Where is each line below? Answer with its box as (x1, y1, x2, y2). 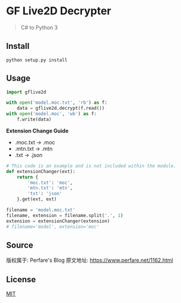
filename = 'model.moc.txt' (6, 207, 76, 213)
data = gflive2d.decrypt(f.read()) (17, 106, 105, 112)
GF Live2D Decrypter (6, 4, 112, 18)
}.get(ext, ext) (17, 196, 58, 202)
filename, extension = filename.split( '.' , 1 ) (6, 212, 123, 218)
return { (17, 174, 39, 180)
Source (6, 240, 34, 250)
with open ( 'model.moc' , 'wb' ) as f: (6, 111, 97, 117)
